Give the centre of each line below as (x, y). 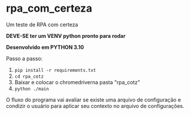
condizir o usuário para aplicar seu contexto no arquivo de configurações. (95, 106)
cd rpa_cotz (29, 76)
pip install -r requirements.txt (55, 70)
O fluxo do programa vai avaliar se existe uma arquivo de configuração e (94, 100)
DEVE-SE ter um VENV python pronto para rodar (66, 36)
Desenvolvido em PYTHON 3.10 (45, 47)
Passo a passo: (24, 58)
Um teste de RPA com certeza (42, 25)
